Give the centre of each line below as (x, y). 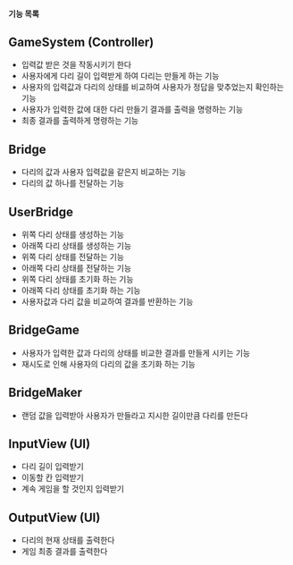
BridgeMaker (45, 393)
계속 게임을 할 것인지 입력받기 (72, 489)
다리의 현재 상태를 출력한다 (68, 540)
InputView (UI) (50, 444)
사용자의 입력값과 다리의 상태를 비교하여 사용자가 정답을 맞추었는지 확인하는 (153, 87)
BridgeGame (44, 330)
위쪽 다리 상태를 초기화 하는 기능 (77, 279)
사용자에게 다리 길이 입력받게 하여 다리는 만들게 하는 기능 (120, 76)
